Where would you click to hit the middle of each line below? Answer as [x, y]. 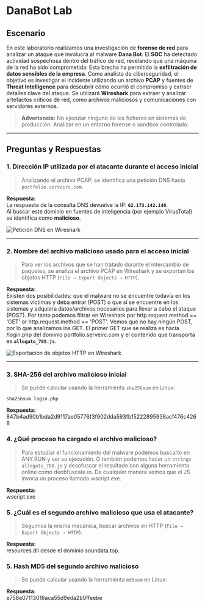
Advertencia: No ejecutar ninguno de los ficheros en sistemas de [104, 118]
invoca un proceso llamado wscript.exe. [71, 478]
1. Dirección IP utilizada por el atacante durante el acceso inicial [102, 167]
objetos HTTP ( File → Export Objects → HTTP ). [80, 277]
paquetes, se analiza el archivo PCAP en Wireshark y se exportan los [108, 271]
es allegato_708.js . [31, 341]
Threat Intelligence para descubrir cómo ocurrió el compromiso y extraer [99, 87]
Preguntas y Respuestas [54, 149]
